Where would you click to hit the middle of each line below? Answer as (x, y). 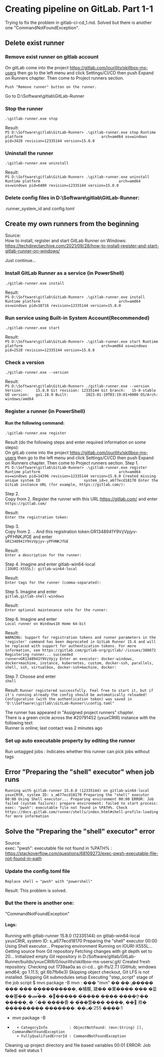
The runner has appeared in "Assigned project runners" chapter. (70, 712)
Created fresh (136, 962)
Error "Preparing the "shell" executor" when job (80, 772)
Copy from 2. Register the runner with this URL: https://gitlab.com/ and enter (81, 499)
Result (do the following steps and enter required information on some (76, 442)
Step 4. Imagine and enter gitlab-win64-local (50, 564)
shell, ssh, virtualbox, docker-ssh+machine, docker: (61, 668)
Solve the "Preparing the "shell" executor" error (80, 831)
